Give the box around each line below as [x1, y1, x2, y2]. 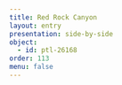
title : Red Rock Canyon [9, 12, 98, 22]
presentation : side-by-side [9, 29, 114, 38]
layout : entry [9, 21, 62, 30]
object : [9, 37, 38, 47]
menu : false [9, 63, 53, 72]
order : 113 [9, 54, 50, 63]
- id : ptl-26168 [17, 46, 77, 55]
